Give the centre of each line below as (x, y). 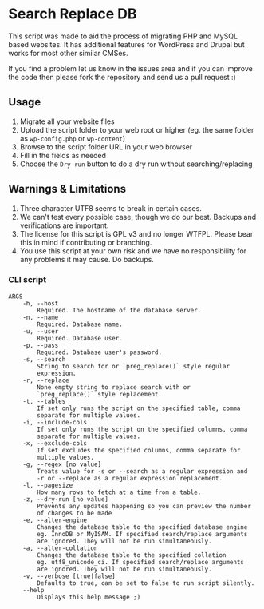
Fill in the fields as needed (63, 155)
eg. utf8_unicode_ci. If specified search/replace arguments (141, 562)
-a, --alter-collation (60, 548)
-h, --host (41, 303)
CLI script (28, 280)
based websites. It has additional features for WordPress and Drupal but (126, 44)
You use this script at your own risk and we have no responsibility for (133, 251)
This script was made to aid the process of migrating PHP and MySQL (123, 36)
